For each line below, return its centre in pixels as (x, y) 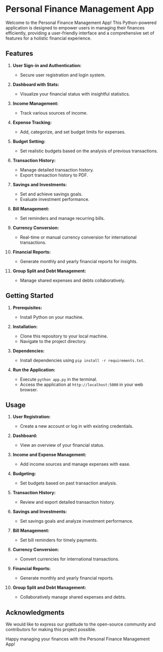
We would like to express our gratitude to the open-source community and (81, 624)
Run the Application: (34, 370)
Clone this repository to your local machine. (64, 336)
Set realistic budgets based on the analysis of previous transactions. (89, 151)
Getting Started (30, 296)
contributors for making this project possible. (51, 629)
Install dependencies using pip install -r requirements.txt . (82, 360)
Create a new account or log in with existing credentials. (77, 426)
